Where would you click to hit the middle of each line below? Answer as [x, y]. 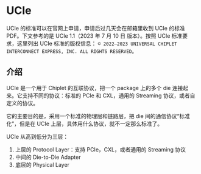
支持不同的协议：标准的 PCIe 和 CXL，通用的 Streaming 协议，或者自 [109, 96]
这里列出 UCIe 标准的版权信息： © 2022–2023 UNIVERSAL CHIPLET [97, 43]
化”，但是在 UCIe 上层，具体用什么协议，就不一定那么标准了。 [85, 124]
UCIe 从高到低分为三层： [37, 136]
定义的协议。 [22, 103]
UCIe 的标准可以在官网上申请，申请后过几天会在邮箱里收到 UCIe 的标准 [96, 28]
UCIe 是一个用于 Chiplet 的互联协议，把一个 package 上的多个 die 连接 [95, 88]
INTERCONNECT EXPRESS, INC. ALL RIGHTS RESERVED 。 [72, 51]
